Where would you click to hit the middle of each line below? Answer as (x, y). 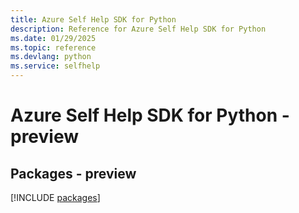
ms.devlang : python (51, 57)
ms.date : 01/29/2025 (53, 38)
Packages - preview (73, 173)
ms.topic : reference (53, 47)
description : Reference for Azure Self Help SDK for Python (138, 29)
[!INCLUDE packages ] (55, 197)
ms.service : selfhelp (55, 66)
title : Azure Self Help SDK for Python (93, 19)
